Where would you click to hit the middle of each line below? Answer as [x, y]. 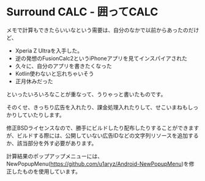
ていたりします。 [44, 115]
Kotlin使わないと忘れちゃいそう [54, 73]
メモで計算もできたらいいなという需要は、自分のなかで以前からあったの [97, 30]
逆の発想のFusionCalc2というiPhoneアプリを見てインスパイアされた [101, 58]
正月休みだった [34, 81]
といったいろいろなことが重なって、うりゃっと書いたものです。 [86, 94]
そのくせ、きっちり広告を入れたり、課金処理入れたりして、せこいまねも [97, 107]
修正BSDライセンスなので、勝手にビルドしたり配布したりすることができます [103, 128]
